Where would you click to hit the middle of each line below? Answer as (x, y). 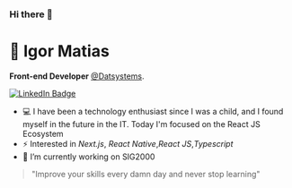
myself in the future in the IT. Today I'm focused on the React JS (141, 124)
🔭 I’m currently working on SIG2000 (88, 157)
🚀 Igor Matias (59, 51)
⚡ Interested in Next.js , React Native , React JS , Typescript (128, 143)
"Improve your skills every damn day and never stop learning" (146, 174)
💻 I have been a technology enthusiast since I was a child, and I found (153, 111)
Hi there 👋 (31, 14)
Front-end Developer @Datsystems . (77, 76)
